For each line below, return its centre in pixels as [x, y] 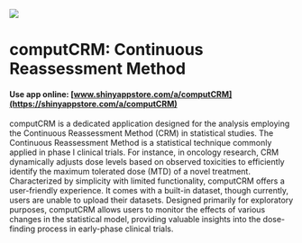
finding [23, 229]
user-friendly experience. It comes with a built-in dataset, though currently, [149, 191]
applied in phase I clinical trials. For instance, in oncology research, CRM [144, 152]
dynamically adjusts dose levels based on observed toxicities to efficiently [147, 162]
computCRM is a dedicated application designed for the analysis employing [150, 124]
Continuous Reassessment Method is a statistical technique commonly [141, 143]
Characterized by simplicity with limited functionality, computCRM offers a [147, 181]
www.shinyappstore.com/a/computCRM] [153, 94]
